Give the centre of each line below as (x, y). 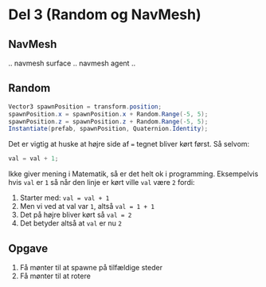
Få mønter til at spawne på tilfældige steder (91, 267)
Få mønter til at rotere (55, 276)
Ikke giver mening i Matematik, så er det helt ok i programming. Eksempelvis (133, 174)
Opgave (28, 248)
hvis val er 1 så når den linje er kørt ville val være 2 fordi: (102, 183)
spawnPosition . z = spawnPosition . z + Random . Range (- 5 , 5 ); (108, 121)
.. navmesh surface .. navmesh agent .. (72, 63)
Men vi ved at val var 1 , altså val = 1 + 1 (87, 206)
